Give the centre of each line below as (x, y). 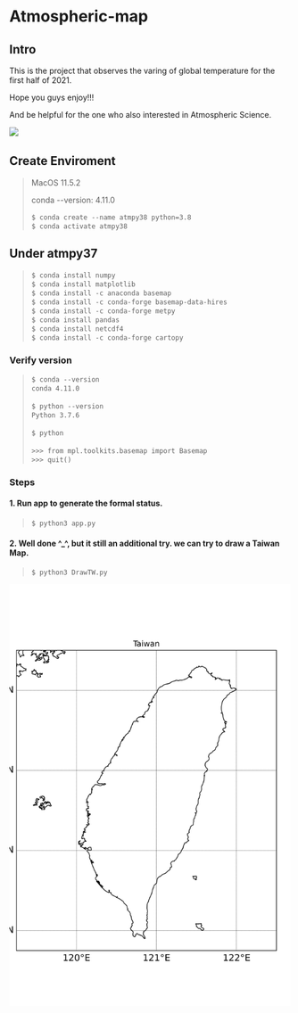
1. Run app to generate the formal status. (86, 503)
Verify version (41, 360)
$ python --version (67, 406)
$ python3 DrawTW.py (69, 572)
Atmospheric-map (79, 16)
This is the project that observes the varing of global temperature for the (142, 70)
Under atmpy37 (54, 254)
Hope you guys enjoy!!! (52, 97)
